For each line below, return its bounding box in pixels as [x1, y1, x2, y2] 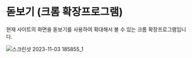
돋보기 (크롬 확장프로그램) [6, 5, 123, 19]
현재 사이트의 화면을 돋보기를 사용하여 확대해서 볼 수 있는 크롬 [6, 26, 147, 33]
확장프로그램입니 [148, 26, 187, 33]
